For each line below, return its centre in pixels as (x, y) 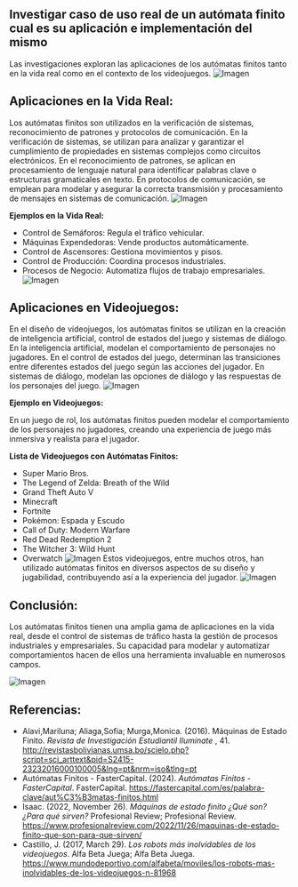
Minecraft (40, 502)
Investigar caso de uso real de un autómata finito (147, 15)
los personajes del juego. (55, 386)
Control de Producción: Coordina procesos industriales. (124, 260)
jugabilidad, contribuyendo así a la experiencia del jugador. (130, 578)
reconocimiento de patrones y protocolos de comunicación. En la (129, 132)
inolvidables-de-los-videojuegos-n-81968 (99, 873)
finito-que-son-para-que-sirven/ (82, 835)
